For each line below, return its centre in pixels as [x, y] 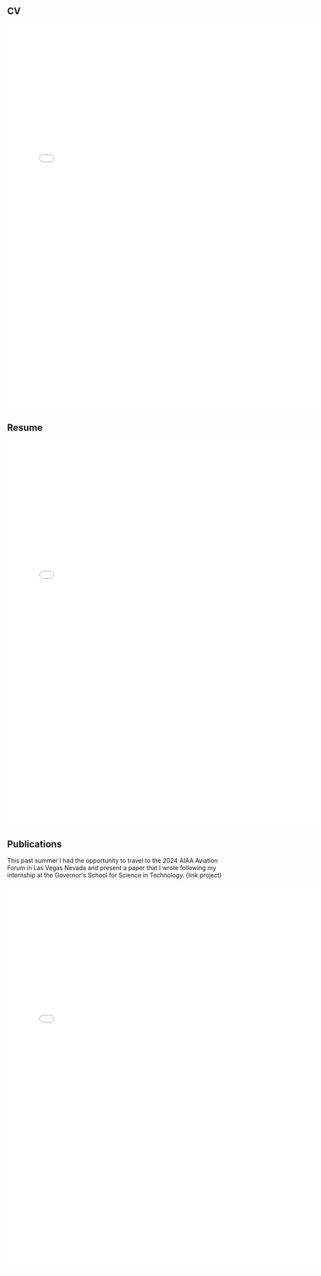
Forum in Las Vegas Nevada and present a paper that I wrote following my [112, 868]
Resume [25, 428]
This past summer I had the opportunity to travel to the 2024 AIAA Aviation [112, 860]
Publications [35, 844]
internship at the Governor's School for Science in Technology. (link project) [115, 875]
